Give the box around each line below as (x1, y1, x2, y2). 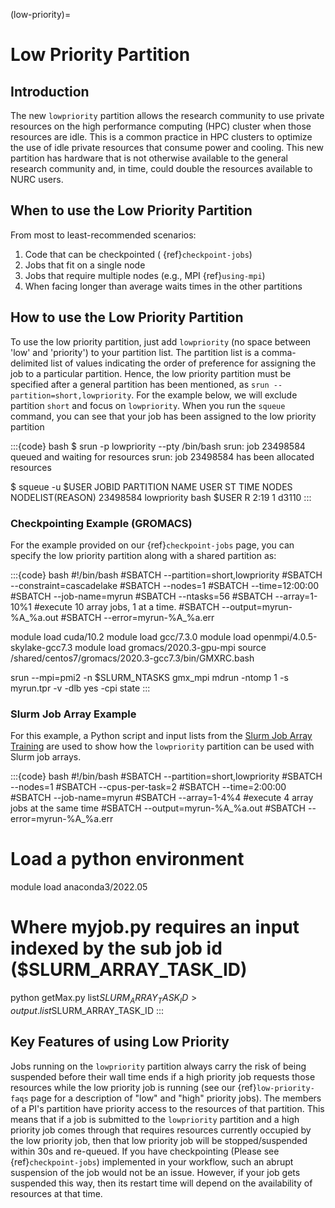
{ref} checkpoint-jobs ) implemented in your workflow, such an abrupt (10, 1155, 294, 1168)
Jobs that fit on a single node (24, 259, 146, 271)
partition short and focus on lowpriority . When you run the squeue (10, 399, 286, 411)
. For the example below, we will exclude (131, 389, 298, 401)
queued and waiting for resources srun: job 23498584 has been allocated (10, 450, 315, 463)
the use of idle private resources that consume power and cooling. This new (10, 142, 324, 153)
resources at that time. (10, 1187, 103, 1199)
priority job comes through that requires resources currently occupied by (10, 1124, 312, 1136)
